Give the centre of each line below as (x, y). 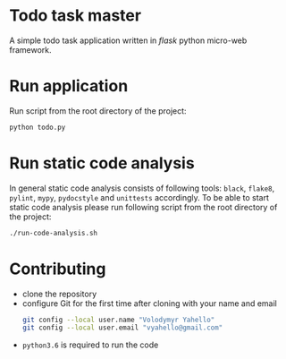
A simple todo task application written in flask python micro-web (128, 40)
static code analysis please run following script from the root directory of (143, 207)
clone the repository (59, 294)
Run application (69, 86)
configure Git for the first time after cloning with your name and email (149, 303)
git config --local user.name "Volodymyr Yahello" (118, 320)
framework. (30, 49)
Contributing (58, 269)
